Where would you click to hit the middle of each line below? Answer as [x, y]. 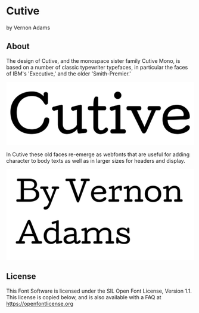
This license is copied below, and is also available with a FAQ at [84, 297]
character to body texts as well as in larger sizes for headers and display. [96, 160]
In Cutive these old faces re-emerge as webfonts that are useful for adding [98, 154]
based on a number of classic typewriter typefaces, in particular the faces [97, 67]
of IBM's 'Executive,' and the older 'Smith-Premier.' [69, 74]
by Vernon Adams [28, 28]
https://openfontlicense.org [40, 303]
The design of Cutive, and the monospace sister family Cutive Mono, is [93, 60]
